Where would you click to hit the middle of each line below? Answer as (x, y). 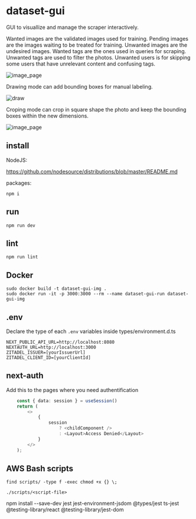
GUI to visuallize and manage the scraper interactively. (72, 27)
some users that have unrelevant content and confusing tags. (81, 64)
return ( (27, 406)
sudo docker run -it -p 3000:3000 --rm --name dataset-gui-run (86, 294)
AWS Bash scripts (40, 469)
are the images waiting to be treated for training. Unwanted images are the (97, 45)
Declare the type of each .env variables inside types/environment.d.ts (91, 331)
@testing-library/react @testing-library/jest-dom (65, 510)
